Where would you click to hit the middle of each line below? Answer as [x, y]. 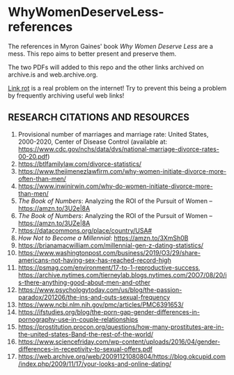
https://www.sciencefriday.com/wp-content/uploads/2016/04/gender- [119, 342]
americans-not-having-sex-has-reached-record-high [94, 260]
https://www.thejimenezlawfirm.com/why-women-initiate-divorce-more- [122, 171]
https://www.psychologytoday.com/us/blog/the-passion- [100, 289]
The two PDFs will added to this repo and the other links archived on [106, 67]
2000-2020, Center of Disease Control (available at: [93, 141]
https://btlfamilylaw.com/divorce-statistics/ [80, 164]
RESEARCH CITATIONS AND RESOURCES [99, 117]
